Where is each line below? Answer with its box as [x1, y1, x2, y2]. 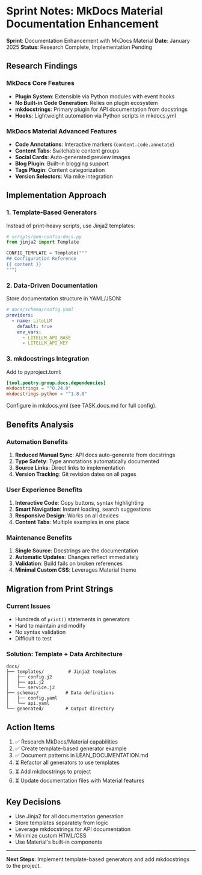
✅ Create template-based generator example [14, 745, 127, 752]
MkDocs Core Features [6, 79, 75, 87]
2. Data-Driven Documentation [6, 281, 98, 289]
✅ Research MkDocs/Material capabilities [14, 738, 118, 745]
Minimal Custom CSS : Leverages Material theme [14, 566, 136, 573]
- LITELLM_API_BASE [22, 335, 71, 341]
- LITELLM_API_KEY [22, 340, 69, 346]
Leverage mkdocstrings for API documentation [14, 826, 131, 833]
